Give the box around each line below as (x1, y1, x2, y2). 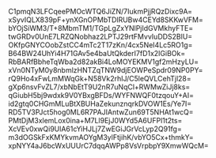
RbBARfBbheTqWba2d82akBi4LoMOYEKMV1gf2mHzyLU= (8, 57, 199, 66)
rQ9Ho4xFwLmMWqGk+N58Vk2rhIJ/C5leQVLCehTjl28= (8, 74, 191, 83)
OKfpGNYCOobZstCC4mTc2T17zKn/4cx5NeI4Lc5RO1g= (8, 40, 193, 50)
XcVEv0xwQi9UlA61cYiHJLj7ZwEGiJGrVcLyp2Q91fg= (8, 124, 182, 134)
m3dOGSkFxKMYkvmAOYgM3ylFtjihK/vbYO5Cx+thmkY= (8, 133, 194, 141)
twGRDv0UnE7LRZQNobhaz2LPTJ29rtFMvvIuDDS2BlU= (8, 32, 193, 41)
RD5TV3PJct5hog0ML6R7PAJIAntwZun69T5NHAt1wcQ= (8, 107, 194, 117)
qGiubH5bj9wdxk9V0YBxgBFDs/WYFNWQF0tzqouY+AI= (8, 91, 195, 100)
